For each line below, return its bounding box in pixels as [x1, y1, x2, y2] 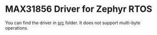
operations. [5, 25, 29, 31]
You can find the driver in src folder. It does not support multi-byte [5, 20, 141, 26]
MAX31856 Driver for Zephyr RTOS [5, 3, 153, 15]
